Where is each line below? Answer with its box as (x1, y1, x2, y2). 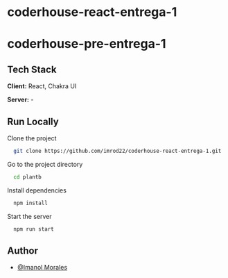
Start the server (7, 212, 52, 220)
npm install (13, 199, 49, 206)
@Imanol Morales (17, 263, 68, 272)
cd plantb (13, 173, 42, 181)
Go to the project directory (7, 160, 83, 168)
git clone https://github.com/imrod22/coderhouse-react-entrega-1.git (13, 147, 222, 154)
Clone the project (7, 134, 57, 142)
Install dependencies (7, 186, 67, 195)
